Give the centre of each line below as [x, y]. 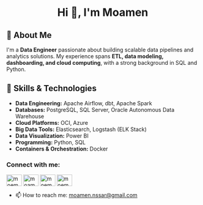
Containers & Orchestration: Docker [61, 149]
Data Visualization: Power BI [52, 136]
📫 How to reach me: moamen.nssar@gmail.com [76, 195]
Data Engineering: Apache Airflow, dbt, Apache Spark [84, 103]
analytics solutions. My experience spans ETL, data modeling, [85, 56]
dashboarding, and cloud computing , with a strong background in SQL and [102, 63]
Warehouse [30, 116]
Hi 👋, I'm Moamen [103, 13]
